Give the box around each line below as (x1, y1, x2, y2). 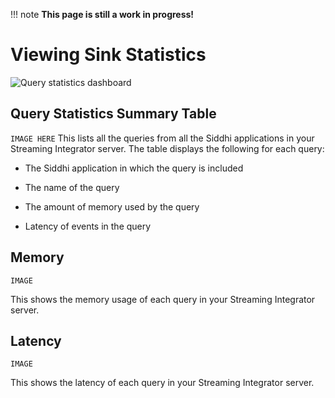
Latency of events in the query (24, 220, 152, 232)
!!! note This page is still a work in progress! (10, 9, 195, 20)
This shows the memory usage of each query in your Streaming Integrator (10, 293, 316, 305)
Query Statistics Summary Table (10, 105, 217, 123)
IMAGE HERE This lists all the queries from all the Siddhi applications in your (10, 132, 315, 144)
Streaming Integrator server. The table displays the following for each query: (10, 142, 325, 154)
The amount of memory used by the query (24, 200, 200, 213)
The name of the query (24, 181, 120, 193)
